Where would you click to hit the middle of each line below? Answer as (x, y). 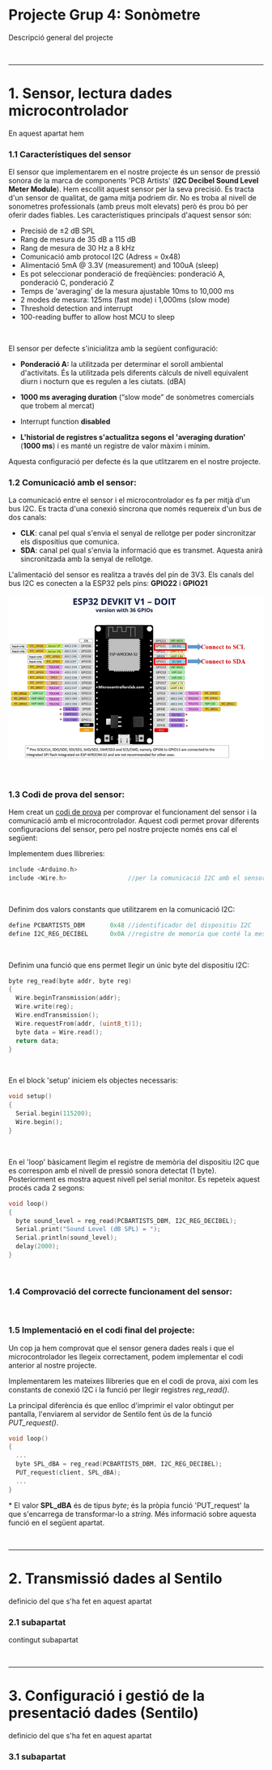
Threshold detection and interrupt (76, 308)
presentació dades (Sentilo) (104, 1713)
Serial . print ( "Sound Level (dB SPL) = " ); (88, 1230)
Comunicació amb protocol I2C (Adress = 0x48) (100, 256)
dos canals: (28, 518)
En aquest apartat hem (47, 133)
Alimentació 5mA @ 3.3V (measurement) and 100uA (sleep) (119, 265)
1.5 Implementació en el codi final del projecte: (102, 1330)
